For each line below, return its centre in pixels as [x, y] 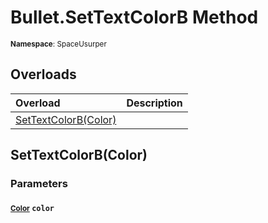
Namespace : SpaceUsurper [58, 44]
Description [154, 103]
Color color [32, 208]
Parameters [39, 184]
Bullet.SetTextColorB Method [134, 17]
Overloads [43, 74]
